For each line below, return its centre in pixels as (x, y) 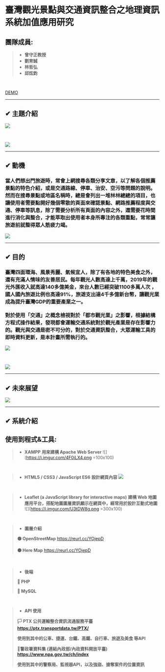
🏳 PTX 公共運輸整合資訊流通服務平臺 (55, 621)
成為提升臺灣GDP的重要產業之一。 (46, 302)
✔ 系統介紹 (22, 421)
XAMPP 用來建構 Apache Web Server (63, 452)
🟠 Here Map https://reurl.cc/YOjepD (54, 550)
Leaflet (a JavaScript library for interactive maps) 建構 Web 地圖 (91, 497)
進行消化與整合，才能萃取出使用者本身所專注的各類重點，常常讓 (80, 218)
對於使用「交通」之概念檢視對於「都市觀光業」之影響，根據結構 (80, 315)
